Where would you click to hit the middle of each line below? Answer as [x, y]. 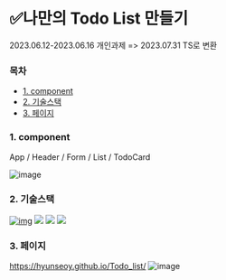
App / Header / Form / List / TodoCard [80, 157]
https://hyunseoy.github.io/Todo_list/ [78, 266]
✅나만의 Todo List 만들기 [99, 19]
